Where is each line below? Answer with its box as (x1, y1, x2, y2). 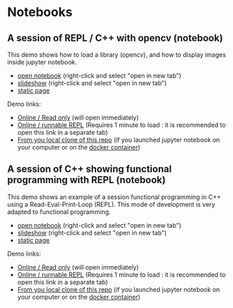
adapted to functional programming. (7, 207, 111, 216)
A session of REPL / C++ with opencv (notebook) (7, 32, 223, 44)
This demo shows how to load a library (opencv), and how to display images (7, 50, 227, 59)
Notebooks (7, 4, 73, 20)
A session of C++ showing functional (7, 163, 172, 175)
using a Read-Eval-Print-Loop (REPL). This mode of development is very (7, 200, 216, 208)
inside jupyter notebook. (7, 58, 77, 66)
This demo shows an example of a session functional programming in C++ (7, 193, 221, 201)
